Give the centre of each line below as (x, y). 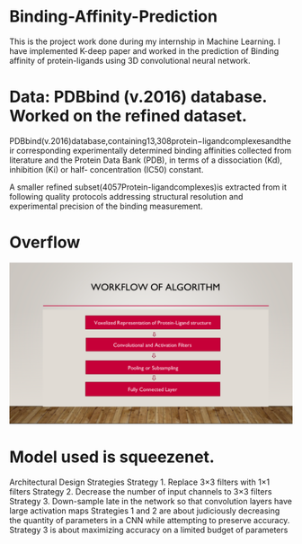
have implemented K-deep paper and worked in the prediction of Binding (144, 50)
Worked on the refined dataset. (128, 116)
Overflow (45, 242)
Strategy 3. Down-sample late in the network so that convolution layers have (151, 501)
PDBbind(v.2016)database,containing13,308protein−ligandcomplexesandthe (151, 140)
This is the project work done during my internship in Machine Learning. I (145, 41)
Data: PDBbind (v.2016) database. (138, 97)
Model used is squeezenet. (112, 457)
